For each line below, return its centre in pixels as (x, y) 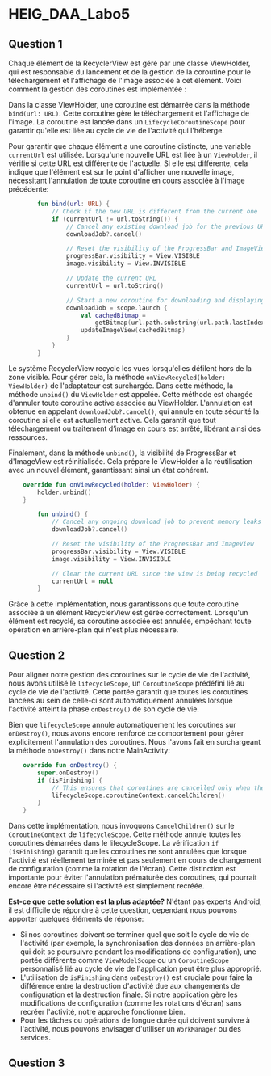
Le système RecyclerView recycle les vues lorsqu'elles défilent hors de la (130, 368)
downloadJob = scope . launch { (117, 308)
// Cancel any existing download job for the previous (160, 226)
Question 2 (37, 655)
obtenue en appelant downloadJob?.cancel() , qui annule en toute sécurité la (134, 411)
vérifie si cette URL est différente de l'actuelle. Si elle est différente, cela (128, 163)
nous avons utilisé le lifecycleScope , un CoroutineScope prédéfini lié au (127, 683)
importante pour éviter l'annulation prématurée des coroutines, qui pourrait (133, 877)
